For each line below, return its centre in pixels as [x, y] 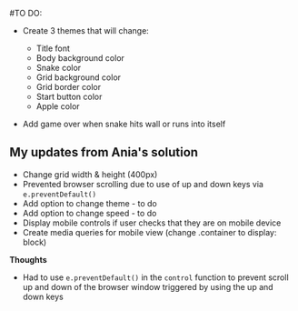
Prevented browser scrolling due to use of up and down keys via [143, 184]
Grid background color [78, 77]
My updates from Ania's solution [104, 152]
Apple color [58, 106]
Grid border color [69, 87]
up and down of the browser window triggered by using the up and [148, 286]
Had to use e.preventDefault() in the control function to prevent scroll [155, 277]
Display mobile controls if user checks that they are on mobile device [152, 223]
